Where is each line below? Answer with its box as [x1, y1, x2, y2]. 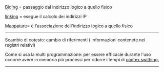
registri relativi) [5, 42, 36, 48]
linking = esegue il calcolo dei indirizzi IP [5, 14, 87, 19]
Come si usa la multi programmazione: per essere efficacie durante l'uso [5, 52, 151, 57]
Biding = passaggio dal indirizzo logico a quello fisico [5, 4, 112, 10]
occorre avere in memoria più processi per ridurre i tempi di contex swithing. [5, 57, 159, 62]
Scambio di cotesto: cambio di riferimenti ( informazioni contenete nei [5, 37, 145, 43]
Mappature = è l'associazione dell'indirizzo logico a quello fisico [5, 23, 133, 29]
